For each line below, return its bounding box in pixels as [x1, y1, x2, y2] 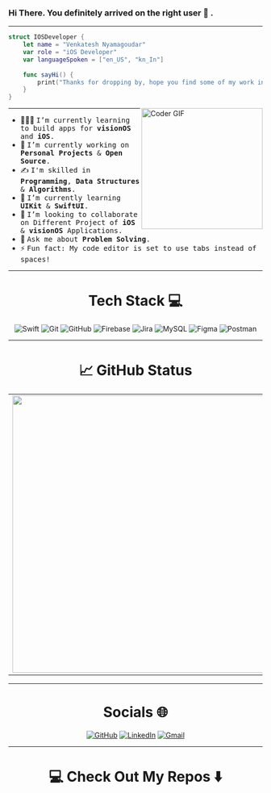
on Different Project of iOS [19, 218, 135, 227]
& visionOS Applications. [19, 226, 123, 236]
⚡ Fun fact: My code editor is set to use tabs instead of [19, 244, 256, 253]
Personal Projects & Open [19, 148, 123, 158]
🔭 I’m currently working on [19, 140, 130, 150]
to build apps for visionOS [19, 124, 131, 133]
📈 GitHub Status [78, 361, 193, 380]
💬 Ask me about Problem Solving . [19, 234, 151, 244]
